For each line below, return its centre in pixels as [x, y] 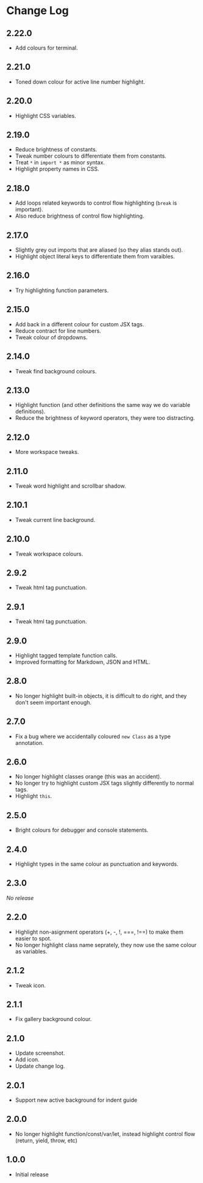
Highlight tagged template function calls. [66, 655]
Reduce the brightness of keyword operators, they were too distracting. [105, 418]
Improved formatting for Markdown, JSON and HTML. [83, 662]
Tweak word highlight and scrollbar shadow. [70, 486]
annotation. [29, 742]
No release [20, 898]
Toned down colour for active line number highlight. [80, 82]
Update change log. [40, 1066]
